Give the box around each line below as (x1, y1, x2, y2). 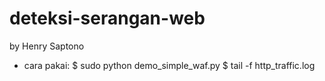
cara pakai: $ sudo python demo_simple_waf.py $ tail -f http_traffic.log (23, 59, 316, 71)
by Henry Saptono (9, 40, 85, 52)
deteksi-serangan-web (9, 7, 206, 30)
